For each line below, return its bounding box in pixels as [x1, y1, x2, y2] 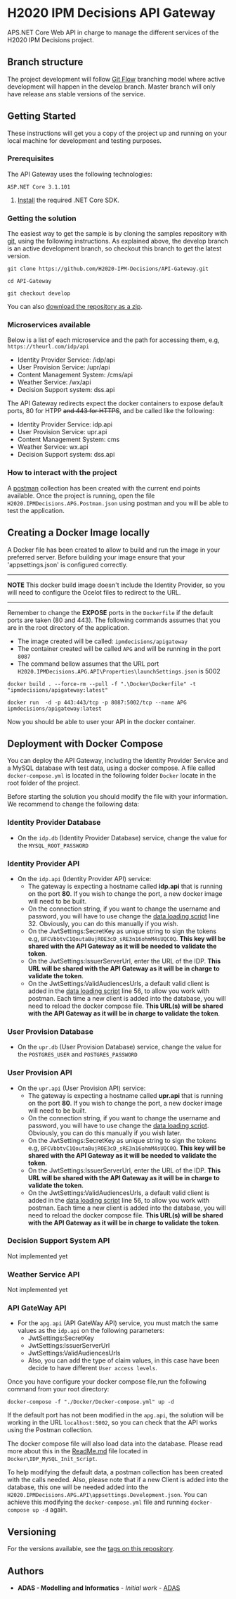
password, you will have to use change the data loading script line [27, 911, 220, 920]
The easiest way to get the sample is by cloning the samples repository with [7, 229, 227, 238]
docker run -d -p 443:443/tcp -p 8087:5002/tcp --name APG [7, 699, 188, 706]
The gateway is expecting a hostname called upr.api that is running [27, 1091, 223, 1099]
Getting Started [7, 110, 77, 122]
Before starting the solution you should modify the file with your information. [7, 792, 228, 801]
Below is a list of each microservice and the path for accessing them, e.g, [7, 336, 220, 344]
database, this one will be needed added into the [7, 1483, 149, 1491]
